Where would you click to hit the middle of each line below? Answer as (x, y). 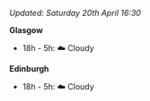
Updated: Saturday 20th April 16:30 (75, 13)
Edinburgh (29, 69)
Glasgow (26, 30)
